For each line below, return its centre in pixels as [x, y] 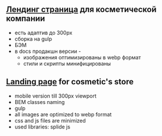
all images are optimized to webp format [63, 114]
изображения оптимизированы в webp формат [82, 57]
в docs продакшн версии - [48, 51]
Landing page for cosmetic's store [70, 82]
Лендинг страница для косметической [81, 10]
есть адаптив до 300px [43, 33]
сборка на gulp [33, 39]
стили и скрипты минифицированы [67, 63]
